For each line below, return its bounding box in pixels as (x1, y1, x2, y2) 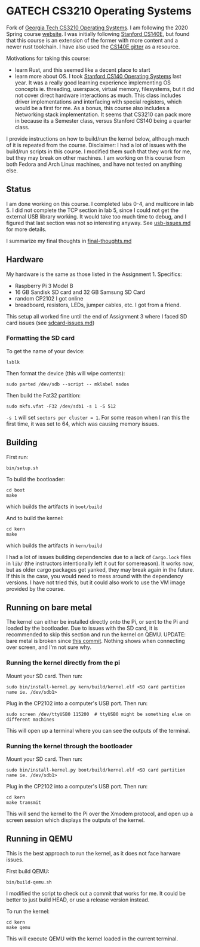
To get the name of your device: (6, 347, 85, 354)
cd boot (6, 487, 26, 493)
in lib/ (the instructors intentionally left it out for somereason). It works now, (6, 560, 194, 567)
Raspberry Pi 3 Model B (14, 282, 73, 289)
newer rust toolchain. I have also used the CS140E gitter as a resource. (6, 43, 180, 50)
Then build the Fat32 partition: (6, 391, 81, 399)
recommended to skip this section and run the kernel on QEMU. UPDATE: (6, 631, 186, 638)
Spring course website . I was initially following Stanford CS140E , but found (6, 30, 190, 37)
